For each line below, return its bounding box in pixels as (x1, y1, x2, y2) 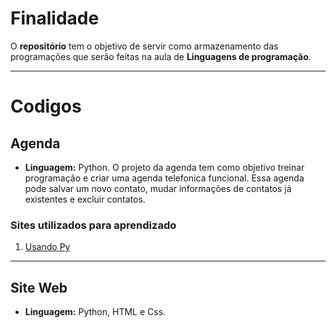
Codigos (10, 95, 82, 118)
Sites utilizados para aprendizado (10, 218, 177, 232)
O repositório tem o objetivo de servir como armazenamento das (10, 40, 279, 52)
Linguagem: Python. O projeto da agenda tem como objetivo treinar (24, 161, 305, 173)
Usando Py (24, 241, 71, 253)
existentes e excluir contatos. (24, 193, 146, 205)
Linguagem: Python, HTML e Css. (24, 306, 167, 318)
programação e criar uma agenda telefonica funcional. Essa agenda (24, 172, 305, 184)
